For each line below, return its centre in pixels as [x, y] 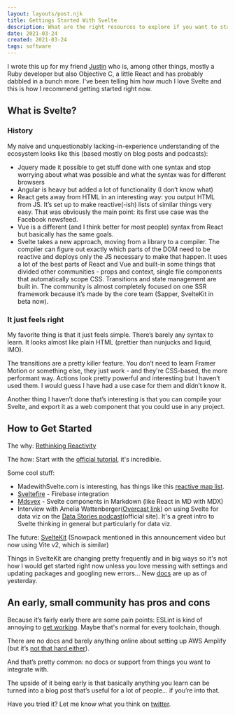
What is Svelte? [42, 111]
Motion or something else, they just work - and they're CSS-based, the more [117, 370]
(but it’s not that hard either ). [48, 648]
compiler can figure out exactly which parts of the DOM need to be [114, 249]
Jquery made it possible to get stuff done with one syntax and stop [114, 167]
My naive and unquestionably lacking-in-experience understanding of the [113, 146]
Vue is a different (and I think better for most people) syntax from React [120, 227]
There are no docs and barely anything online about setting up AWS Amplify [117, 641]
